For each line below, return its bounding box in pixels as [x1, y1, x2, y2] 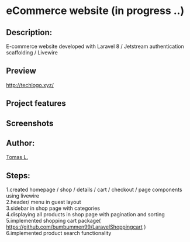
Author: [6, 138, 35, 148]
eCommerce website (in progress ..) [6, 4, 185, 18]
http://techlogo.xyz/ [6, 81, 54, 88]
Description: [6, 27, 53, 37]
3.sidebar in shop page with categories [6, 205, 101, 212]
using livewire [6, 192, 40, 199]
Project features [6, 98, 66, 109]
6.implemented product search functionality [6, 230, 112, 237]
